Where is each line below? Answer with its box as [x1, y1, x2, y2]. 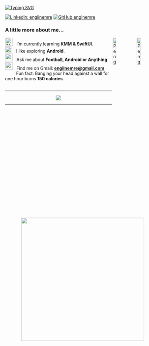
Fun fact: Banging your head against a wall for [16, 70, 109, 76]
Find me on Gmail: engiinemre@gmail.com [16, 65, 105, 71]
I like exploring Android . [16, 48, 65, 54]
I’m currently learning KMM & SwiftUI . [16, 41, 93, 47]
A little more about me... [5, 26, 64, 33]
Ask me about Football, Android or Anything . [16, 57, 109, 63]
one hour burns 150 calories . [5, 76, 64, 82]
